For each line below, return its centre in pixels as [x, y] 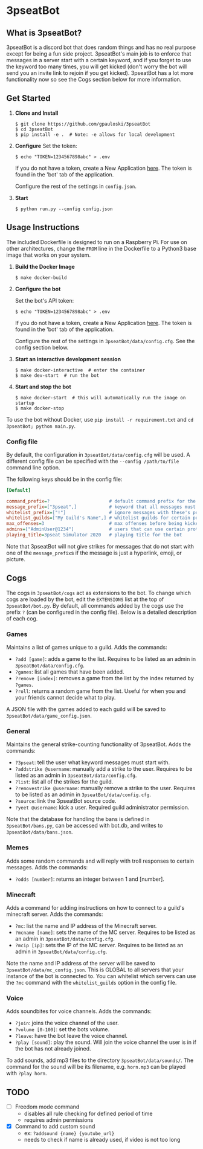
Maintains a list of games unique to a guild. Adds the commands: [87, 648]
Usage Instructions [43, 227]
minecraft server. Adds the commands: [55, 914]
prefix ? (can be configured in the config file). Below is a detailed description [101, 612]
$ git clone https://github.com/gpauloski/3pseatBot [83, 124]
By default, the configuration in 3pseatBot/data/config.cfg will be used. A [98, 454]
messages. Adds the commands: [47, 867]
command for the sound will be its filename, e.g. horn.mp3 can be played [96, 1067]
